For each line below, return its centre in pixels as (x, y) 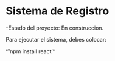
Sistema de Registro (57, 11)
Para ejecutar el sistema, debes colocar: (56, 39)
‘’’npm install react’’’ (31, 51)
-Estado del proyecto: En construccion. (55, 28)
